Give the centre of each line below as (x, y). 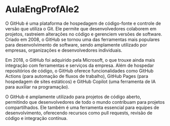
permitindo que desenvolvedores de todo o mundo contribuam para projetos (85, 102)
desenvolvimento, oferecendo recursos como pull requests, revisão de (79, 113)
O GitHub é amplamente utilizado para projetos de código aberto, (73, 97)
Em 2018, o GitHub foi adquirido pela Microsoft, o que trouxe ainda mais (80, 60)
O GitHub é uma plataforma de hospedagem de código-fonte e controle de (83, 23)
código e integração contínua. (36, 118)
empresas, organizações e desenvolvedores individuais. (64, 50)
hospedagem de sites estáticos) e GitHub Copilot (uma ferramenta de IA (80, 81)
